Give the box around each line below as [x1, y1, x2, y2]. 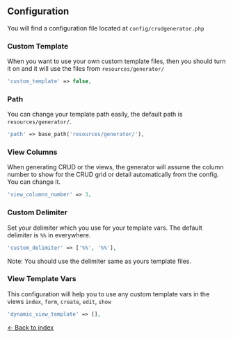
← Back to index [7, 323, 54, 332]
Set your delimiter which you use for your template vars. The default [7, 223, 203, 232]
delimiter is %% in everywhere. [7, 230, 91, 239]
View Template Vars [7, 274, 77, 284]
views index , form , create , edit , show [7, 297, 111, 305]
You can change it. [7, 178, 61, 186]
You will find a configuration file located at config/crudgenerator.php [7, 24, 204, 32]
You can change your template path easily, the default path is [7, 110, 183, 119]
